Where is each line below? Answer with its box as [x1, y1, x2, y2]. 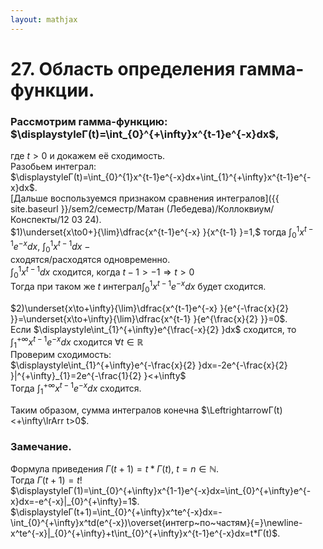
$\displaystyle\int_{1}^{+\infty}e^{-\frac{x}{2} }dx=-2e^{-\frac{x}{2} [10, 359, 288, 371]
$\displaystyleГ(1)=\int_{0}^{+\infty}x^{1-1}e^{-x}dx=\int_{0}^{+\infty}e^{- [10, 485, 312, 497]
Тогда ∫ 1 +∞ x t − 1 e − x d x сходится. [10, 381, 142, 396]
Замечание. [10, 439, 72, 453]
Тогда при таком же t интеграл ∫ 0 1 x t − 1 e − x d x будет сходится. [10, 279, 267, 295]
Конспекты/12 [10, 214, 70, 226]
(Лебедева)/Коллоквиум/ [166, 203, 275, 215]
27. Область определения [10, 57, 236, 80]
